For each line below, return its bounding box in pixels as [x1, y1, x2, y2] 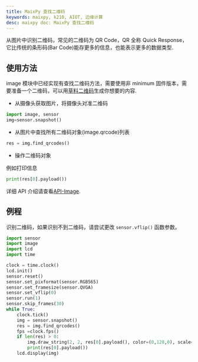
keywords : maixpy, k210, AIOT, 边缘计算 [6, 14, 103, 20]
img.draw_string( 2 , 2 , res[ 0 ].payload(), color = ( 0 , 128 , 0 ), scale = [27, 340, 194, 345]
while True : [6, 306, 35, 312]
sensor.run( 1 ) [6, 295, 41, 302]
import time [6, 252, 35, 258]
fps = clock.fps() [16, 328, 60, 334]
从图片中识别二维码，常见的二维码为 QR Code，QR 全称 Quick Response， [6, 37, 187, 44]
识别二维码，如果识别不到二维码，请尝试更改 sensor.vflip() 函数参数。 [6, 223, 181, 231]
